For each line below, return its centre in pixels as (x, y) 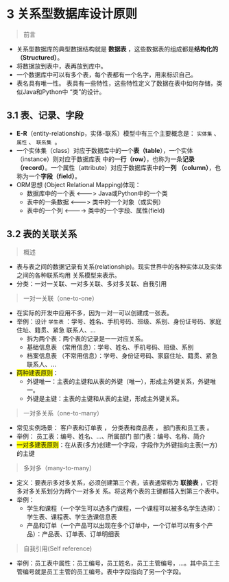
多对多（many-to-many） (59, 468)
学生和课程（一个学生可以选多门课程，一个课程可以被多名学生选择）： (124, 508)
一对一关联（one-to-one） (61, 298)
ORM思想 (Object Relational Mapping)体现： (79, 184)
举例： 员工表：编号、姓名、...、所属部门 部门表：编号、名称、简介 (111, 436)
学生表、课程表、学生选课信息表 (72, 517)
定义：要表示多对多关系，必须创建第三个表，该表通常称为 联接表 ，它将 (117, 482)
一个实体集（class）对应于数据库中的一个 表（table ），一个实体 (105, 150)
